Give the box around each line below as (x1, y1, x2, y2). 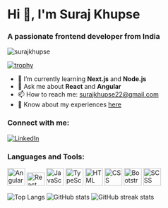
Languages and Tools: (7, 152, 85, 161)
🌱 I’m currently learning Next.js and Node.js (17, 75, 147, 83)
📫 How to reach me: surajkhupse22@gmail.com (17, 90, 159, 99)
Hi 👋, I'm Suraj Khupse (7, 6, 140, 23)
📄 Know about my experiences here (17, 100, 122, 109)
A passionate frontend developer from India (7, 32, 160, 42)
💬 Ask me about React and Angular (17, 82, 121, 91)
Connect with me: (7, 118, 70, 128)
